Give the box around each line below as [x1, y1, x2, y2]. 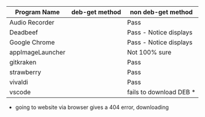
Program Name [15, 8, 60, 16]
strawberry [9, 68, 42, 76]
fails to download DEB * [127, 88, 196, 96]
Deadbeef [9, 28, 39, 36]
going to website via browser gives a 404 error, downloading [15, 104, 170, 111]
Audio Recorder [9, 18, 55, 26]
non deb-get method [130, 8, 193, 16]
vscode [9, 88, 31, 96]
